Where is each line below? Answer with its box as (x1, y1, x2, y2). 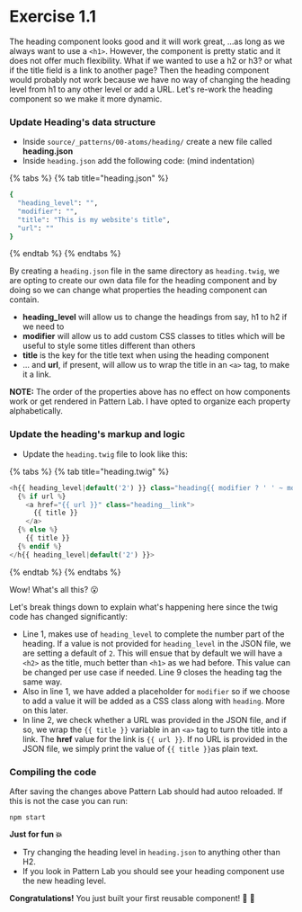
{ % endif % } (17, 541, 63, 550)
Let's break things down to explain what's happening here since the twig (9, 601, 279, 612)
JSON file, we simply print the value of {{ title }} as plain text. (22, 743, 259, 754)
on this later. (22, 704, 69, 716)
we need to (22, 321, 65, 332)
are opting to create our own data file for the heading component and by (9, 275, 278, 286)
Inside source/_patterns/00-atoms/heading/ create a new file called (22, 137, 272, 148)
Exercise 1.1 (9, 6, 97, 27)
